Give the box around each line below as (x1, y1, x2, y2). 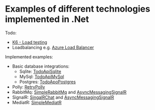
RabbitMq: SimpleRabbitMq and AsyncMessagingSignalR (12, 89, 127, 95)
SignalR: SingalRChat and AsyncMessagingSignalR (12, 94, 115, 100)
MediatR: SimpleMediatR (12, 99, 62, 105)
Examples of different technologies (5, 3, 150, 15)
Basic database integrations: (12, 63, 70, 69)
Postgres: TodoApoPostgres (19, 79, 76, 85)
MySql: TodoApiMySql (19, 73, 64, 79)
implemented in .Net (5, 14, 89, 25)
